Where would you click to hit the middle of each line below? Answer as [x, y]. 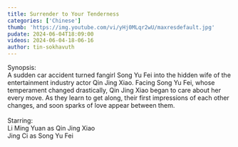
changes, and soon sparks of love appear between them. [91, 105]
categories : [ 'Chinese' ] [44, 21]
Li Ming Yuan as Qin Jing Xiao [51, 128]
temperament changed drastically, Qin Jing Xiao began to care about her [114, 90]
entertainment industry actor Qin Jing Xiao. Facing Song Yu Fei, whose [111, 82]
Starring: [20, 121]
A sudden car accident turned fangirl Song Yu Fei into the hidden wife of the [119, 75]
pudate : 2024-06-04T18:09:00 [51, 34]
